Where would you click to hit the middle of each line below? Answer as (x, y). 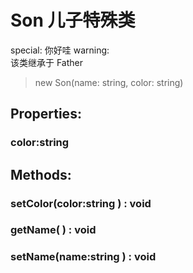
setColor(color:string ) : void (81, 203)
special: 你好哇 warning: (60, 50)
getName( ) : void (53, 230)
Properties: (46, 114)
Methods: (41, 174)
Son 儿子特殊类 (73, 20)
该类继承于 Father (47, 62)
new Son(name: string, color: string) (109, 82)
